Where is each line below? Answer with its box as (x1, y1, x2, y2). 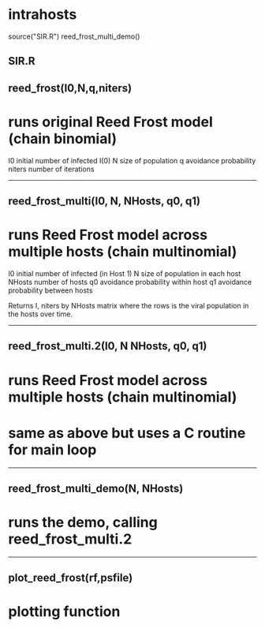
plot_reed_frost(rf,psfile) (8, 571, 133, 585)
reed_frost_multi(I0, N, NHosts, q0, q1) (8, 195, 201, 208)
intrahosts (8, 6, 77, 24)
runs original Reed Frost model (8, 113, 213, 131)
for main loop (8, 440, 97, 458)
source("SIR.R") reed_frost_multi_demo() (8, 32, 140, 41)
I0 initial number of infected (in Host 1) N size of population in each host (8, 268, 241, 278)
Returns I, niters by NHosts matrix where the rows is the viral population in (8, 301, 249, 310)
